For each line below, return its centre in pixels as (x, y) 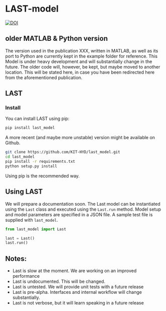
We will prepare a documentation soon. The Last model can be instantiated (83, 204)
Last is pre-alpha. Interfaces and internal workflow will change (77, 292)
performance (26, 276)
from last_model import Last (36, 229)
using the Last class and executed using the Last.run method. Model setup (83, 209)
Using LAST (24, 192)
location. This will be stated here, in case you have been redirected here (80, 72)
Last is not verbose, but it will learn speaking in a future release (78, 303)
